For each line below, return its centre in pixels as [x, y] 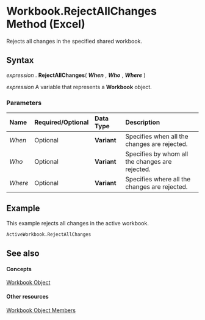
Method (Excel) [46, 24]
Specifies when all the [156, 137]
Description [142, 122]
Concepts [19, 269]
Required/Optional [62, 122]
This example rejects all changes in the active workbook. [78, 223]
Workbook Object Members [41, 310]
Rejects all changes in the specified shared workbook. [74, 41]
